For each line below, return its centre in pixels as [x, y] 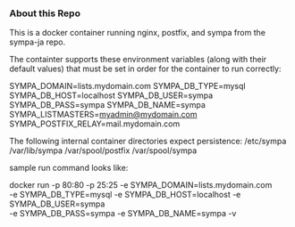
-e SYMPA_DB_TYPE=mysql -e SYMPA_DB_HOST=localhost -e [125, 195]
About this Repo [45, 13]
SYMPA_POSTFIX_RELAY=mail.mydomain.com [95, 124]
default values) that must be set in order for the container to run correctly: [145, 69]
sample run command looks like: [69, 168]
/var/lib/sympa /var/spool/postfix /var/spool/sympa [103, 150]
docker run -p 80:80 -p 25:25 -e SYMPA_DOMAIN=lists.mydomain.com [141, 185]
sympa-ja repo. [37, 42]
